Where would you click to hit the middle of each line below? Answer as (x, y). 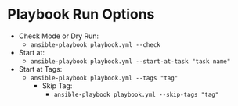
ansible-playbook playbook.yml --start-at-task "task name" (130, 61)
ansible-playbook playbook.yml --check (96, 44)
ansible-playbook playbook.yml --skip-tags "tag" (136, 94)
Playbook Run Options (81, 14)
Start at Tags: (40, 69)
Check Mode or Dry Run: (59, 36)
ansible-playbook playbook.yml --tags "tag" (104, 78)
